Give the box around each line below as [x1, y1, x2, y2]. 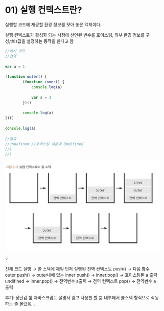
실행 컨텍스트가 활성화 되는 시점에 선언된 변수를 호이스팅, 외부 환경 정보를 [5, 32, 145, 38]
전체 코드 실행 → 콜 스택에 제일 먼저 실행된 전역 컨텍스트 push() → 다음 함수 [5, 265, 150, 272]
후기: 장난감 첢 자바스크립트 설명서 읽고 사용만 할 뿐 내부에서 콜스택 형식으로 [5, 294, 150, 300]
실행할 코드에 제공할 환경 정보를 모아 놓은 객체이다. [5, 22, 102, 27]
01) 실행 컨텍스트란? [5, 4, 82, 16]
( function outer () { [5, 74, 47, 79]
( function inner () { [23, 79, 65, 85]
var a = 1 [5, 64, 25, 69]
